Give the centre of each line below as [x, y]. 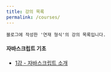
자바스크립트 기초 [26, 49]
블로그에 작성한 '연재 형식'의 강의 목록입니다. [56, 35]
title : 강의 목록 [25, 12]
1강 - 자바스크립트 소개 [41, 62]
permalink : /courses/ [33, 17]
